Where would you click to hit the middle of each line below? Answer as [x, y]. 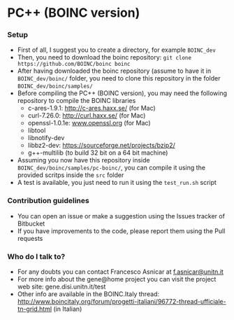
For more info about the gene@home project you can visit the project [117, 279]
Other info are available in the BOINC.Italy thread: [88, 294]
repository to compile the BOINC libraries [76, 101]
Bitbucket [31, 223]
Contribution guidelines [48, 201]
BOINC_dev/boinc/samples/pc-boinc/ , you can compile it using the [111, 168]
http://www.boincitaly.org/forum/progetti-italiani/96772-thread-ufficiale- [122, 302]
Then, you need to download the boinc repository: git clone [104, 57]
